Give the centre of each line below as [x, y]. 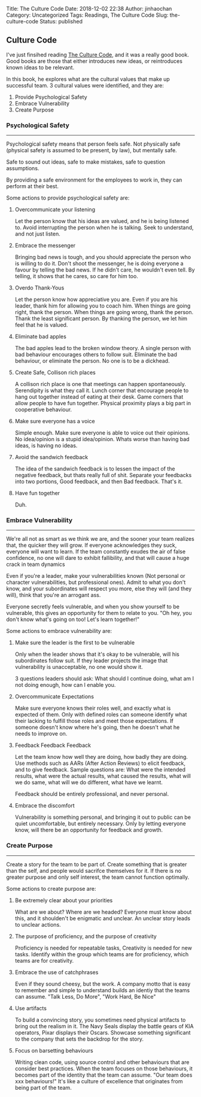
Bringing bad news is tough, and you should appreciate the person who [103, 257]
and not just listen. [38, 234]
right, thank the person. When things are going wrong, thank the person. [104, 312]
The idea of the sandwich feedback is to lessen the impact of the [95, 469]
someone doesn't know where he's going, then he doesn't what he [97, 727]
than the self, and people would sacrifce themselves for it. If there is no [94, 870]
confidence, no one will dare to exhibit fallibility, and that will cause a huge [98, 558]
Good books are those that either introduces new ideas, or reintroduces [94, 61]
